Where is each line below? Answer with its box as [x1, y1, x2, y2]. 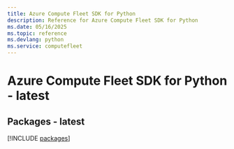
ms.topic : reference [7, 29, 68, 37]
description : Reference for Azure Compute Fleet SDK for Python [7, 17, 198, 24]
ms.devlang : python [7, 36, 64, 43]
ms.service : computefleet [7, 43, 82, 50]
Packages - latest [7, 115, 85, 127]
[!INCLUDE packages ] [7, 134, 71, 142]
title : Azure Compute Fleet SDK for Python [7, 10, 136, 17]
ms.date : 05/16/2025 [7, 23, 68, 30]
